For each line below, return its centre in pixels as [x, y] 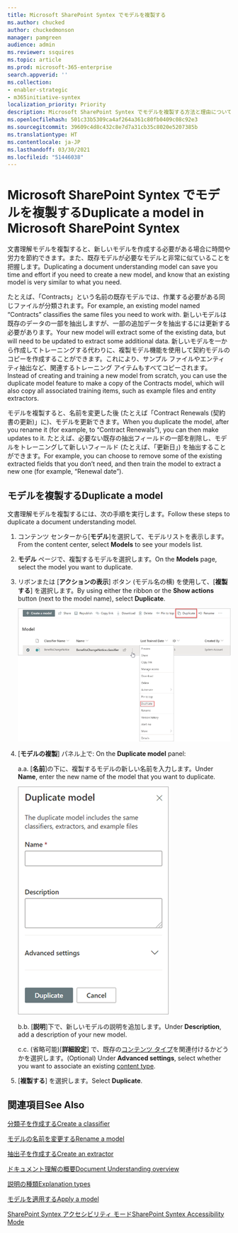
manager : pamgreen [34, 38]
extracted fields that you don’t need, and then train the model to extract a [114, 464]
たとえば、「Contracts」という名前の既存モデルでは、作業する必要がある [113, 297]
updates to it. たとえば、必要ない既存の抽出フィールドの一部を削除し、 [111, 438]
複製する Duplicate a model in [118, 213]
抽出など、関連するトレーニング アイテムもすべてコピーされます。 [115, 368]
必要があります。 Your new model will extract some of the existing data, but [117, 333]
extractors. [23, 398]
